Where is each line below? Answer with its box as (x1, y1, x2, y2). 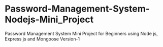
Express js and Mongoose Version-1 (5, 36, 80, 42)
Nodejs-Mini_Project (5, 14, 94, 25)
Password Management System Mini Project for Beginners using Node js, (5, 30, 158, 36)
